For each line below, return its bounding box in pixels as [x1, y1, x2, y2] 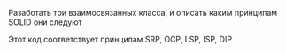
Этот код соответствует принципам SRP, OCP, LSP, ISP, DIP [8, 34, 232, 44]
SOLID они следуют [8, 17, 82, 27]
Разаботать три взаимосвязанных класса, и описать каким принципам [8, 8, 278, 18]
